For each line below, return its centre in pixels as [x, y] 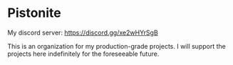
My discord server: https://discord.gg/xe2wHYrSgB [83, 32]
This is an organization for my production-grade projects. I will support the [116, 46]
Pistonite [35, 13]
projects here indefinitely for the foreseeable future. [83, 54]
